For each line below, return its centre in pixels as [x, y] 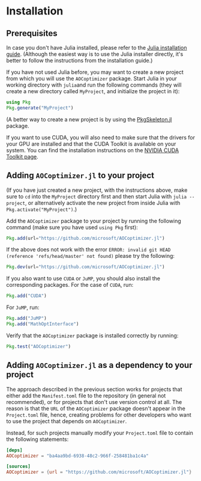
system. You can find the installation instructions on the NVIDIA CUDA [92, 150]
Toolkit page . [22, 156]
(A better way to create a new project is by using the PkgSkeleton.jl [89, 119]
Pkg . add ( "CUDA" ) [26, 296]
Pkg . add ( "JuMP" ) [26, 319]
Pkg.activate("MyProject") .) [42, 209]
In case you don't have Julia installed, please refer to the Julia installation [97, 47]
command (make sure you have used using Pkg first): [72, 227]
